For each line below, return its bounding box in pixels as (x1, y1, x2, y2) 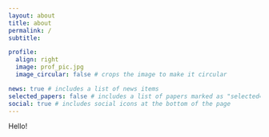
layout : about (8, 11, 56, 20)
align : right (15, 56, 59, 64)
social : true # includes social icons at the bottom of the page (8, 100, 231, 108)
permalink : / (8, 26, 52, 34)
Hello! (8, 121, 28, 131)
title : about (8, 19, 52, 27)
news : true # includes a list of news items (8, 84, 159, 92)
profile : (8, 49, 38, 57)
